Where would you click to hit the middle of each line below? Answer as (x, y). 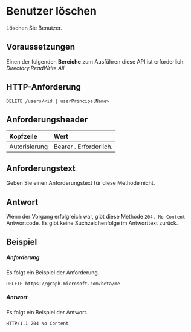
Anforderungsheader (47, 119)
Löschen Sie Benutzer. (34, 28)
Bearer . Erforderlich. (83, 147)
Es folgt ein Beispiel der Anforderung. (53, 273)
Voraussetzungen (41, 47)
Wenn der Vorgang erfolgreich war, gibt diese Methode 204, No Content (96, 217)
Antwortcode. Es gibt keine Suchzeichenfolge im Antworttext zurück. (92, 223)
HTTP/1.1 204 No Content (37, 324)
